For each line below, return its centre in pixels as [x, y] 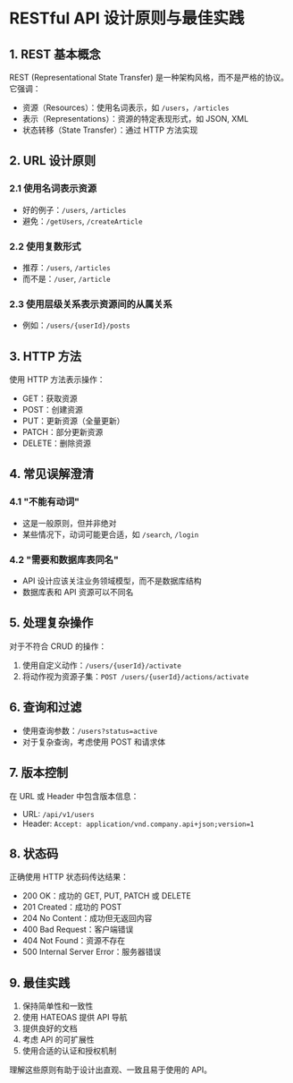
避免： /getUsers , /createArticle [82, 221]
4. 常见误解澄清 [51, 474]
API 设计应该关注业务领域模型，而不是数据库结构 [112, 581]
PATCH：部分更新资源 [63, 432]
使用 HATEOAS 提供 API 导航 [75, 1018]
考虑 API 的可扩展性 [59, 1040]
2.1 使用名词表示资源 [53, 189]
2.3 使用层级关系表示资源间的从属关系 [91, 303]
